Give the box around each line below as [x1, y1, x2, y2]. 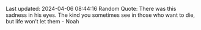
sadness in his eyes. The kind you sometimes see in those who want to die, [5, 11, 196, 19]
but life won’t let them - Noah [5, 18, 79, 25]
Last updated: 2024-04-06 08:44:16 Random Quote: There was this [5, 5, 177, 12]
